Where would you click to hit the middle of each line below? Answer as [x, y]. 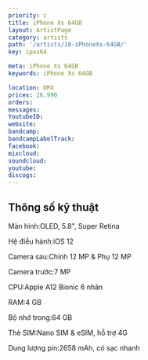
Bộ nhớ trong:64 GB [40, 317]
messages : [24, 110]
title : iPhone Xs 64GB [45, 23]
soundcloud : [27, 161]
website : [22, 124]
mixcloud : [24, 153]
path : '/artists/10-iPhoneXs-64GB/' [68, 45]
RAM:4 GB [25, 302]
